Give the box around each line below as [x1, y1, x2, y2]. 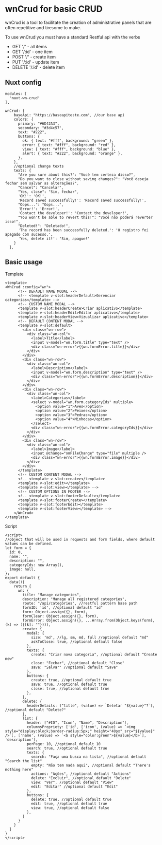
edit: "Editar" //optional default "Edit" [31, 784, 118, 789]
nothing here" [5, 767, 34, 772]
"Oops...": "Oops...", [17, 202, 64, 207]
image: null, [9, 566, 36, 572]
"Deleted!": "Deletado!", [17, 223, 70, 228]
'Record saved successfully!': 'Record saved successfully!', [17, 198, 146, 203]
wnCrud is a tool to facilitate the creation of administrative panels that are [5, 19, 152, 25]
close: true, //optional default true [31, 686, 110, 691]
